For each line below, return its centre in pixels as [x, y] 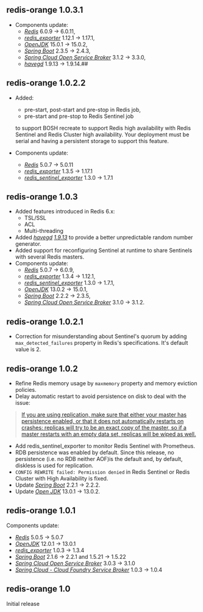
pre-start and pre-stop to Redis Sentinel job [79, 116]
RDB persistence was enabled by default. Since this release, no [95, 452]
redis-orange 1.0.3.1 [45, 10]
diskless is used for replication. [54, 466]
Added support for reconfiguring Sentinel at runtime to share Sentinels [104, 251]
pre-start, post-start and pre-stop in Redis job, [83, 109]
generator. [28, 244]
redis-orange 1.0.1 [41, 511]
